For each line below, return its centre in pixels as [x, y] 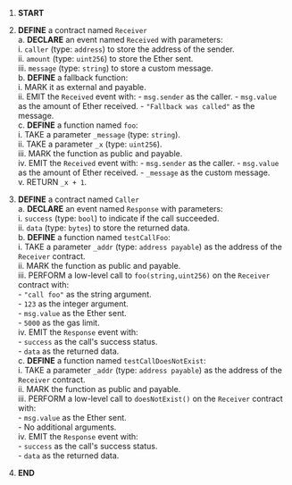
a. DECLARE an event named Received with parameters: [120, 40]
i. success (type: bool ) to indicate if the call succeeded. [118, 218]
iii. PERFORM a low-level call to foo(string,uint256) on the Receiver [144, 275]
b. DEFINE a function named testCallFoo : [94, 237]
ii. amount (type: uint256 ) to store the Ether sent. [105, 59]
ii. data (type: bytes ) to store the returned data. [104, 228]
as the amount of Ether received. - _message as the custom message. [144, 172]
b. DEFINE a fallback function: [73, 78]
